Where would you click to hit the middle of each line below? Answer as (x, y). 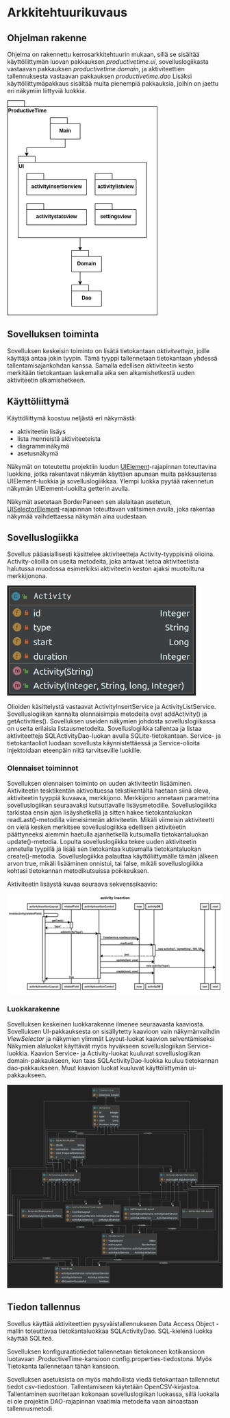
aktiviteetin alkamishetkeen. (46, 380)
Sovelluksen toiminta (53, 334)
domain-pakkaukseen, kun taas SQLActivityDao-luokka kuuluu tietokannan (113, 1060)
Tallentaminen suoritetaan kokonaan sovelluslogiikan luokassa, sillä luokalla (114, 1394)
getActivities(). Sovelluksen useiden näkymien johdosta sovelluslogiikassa (112, 721)
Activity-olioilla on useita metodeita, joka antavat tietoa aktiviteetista (103, 562)
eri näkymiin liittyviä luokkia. (47, 91)
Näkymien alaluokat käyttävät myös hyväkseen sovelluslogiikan (97, 1046)
